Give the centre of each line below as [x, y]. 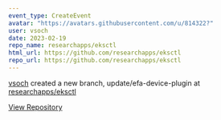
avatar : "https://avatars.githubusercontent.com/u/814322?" [111, 23]
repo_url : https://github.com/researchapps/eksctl [95, 61]
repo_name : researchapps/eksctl [62, 46]
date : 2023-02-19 [37, 38]
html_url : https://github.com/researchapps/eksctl [95, 53]
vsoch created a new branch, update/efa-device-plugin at [104, 83]
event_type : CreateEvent [50, 16]
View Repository [35, 107]
